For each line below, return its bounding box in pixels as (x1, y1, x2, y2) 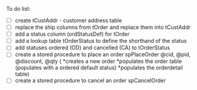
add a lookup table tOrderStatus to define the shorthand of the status (14, 37, 187, 45)
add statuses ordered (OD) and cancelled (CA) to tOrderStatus (14, 44, 170, 51)
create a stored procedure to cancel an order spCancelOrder (14, 77, 166, 84)
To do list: (6, 5, 31, 12)
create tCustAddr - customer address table (14, 17, 122, 24)
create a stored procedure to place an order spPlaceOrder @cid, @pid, (14, 51, 191, 58)
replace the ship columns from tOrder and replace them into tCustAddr (14, 24, 191, 31)
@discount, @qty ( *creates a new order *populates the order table (14, 57, 182, 65)
